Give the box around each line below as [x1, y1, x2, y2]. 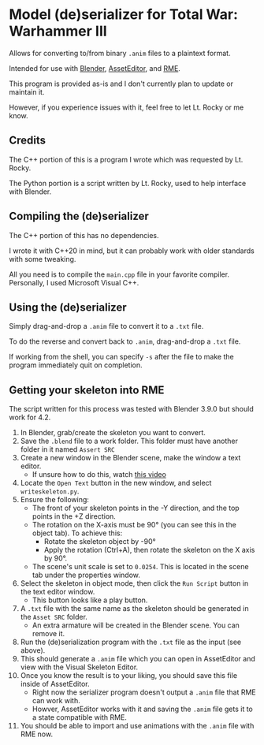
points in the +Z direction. [32, 512, 117, 521]
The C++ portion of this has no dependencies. [9, 230, 160, 240]
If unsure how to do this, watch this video [32, 470, 166, 479]
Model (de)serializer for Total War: [9, 6, 239, 24]
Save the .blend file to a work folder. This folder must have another [20, 436, 239, 446]
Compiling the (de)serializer [9, 210, 149, 223]
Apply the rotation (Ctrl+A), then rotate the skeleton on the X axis [43, 546, 255, 555]
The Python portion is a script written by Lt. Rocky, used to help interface [9, 178, 247, 188]
